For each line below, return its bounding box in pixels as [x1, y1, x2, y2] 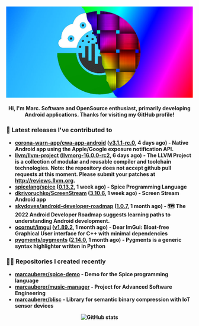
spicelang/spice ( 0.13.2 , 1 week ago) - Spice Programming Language [14, 183, 187, 190]
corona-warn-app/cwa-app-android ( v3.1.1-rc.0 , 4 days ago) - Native [14, 139, 189, 146]
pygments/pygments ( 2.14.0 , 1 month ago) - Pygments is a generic [14, 236, 182, 244]
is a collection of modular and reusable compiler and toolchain [14, 158, 172, 165]
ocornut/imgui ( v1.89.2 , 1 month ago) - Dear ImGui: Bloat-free [14, 223, 169, 231]
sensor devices [14, 302, 54, 309]
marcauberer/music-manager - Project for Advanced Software [14, 283, 173, 290]
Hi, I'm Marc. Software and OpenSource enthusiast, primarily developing [8, 104, 191, 111]
